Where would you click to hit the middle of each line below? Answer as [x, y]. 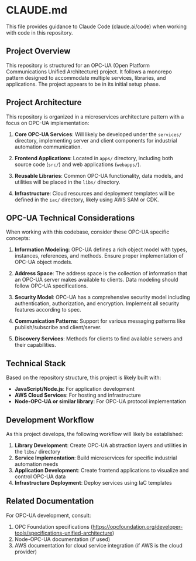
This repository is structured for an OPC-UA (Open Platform [78, 65]
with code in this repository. [39, 32]
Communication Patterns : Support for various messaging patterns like [100, 321]
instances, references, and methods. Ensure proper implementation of [99, 256]
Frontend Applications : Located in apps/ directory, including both [94, 158]
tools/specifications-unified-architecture [63, 533]
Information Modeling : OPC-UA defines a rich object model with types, [101, 249]
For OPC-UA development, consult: [49, 515]
